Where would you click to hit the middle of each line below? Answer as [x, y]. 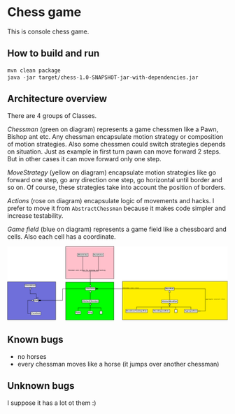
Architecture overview [57, 99]
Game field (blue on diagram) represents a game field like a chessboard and [117, 229]
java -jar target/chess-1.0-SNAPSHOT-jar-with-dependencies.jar [103, 77]
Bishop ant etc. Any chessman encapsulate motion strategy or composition [115, 136]
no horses [32, 356]
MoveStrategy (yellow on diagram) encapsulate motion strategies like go [112, 172]
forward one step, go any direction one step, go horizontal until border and [115, 179]
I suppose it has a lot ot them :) [52, 403]
